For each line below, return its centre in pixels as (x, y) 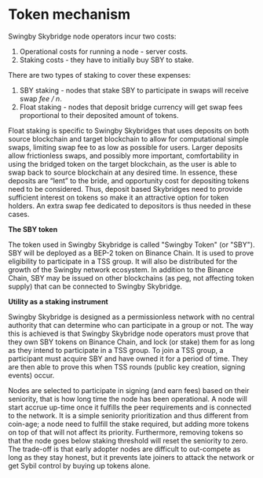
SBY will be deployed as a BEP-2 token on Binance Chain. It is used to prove (131, 252)
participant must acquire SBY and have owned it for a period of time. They (128, 358)
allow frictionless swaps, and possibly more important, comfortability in (124, 156)
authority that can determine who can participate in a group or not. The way (131, 325)
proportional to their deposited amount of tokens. (99, 115)
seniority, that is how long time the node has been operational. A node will (128, 399)
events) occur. (31, 375)
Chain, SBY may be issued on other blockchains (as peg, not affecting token (131, 278)
